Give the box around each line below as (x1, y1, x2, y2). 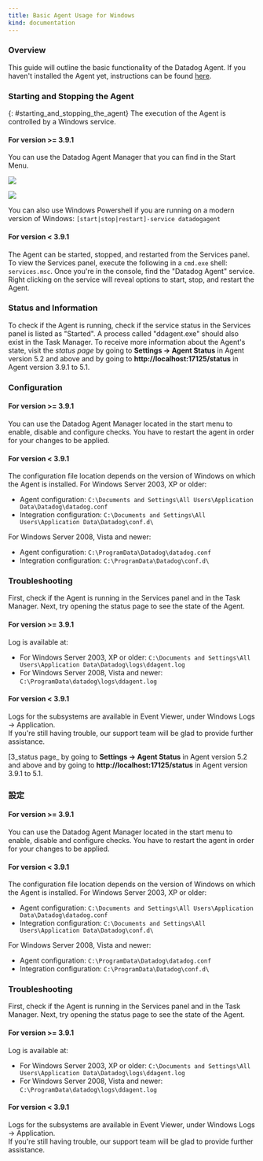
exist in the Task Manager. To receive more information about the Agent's (8, 337, 246, 346)
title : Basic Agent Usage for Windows (8, 11, 135, 20)
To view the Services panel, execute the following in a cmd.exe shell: (8, 257, 228, 268)
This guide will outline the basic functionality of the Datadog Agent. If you (8, 62, 246, 72)
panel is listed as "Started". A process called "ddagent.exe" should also (8, 328, 239, 338)
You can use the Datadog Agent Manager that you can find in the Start (8, 153, 236, 162)
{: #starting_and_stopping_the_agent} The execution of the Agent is (8, 109, 226, 118)
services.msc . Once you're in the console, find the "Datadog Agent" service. (8, 266, 255, 275)
